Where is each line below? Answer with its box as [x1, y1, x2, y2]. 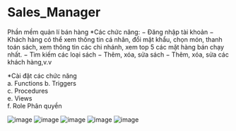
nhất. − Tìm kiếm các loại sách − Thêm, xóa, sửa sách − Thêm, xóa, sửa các [7, 50, 230, 59]
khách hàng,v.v [7, 57, 52, 66]
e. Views [7, 93, 33, 103]
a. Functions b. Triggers [7, 79, 76, 87]
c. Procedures [7, 86, 48, 95]
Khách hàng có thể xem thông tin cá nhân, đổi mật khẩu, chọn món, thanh [7, 35, 223, 43]
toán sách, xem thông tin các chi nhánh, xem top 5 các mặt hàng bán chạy [7, 42, 225, 51]
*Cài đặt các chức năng [7, 72, 78, 80]
